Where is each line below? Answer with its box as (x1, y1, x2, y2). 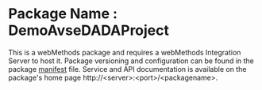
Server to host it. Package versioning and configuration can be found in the (8, 56, 254, 66)
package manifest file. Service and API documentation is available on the (8, 64, 247, 73)
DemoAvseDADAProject (8, 21, 169, 39)
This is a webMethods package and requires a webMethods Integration (8, 47, 241, 57)
